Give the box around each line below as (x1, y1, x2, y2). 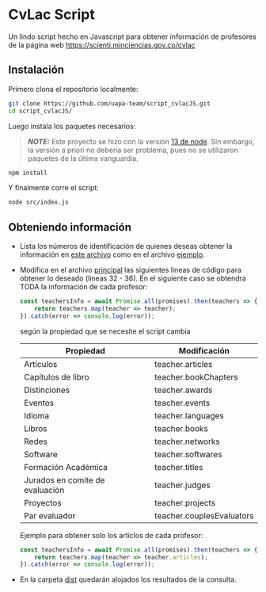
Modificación (178, 345, 230, 356)
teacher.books (154, 422, 208, 433)
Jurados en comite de (23, 474, 105, 485)
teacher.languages (154, 410, 224, 421)
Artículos (23, 358, 58, 369)
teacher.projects (154, 497, 216, 508)
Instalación (8, 63, 65, 77)
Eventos (23, 397, 54, 408)
